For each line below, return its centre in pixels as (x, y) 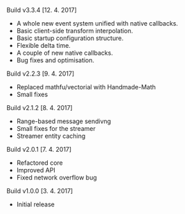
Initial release (35, 204)
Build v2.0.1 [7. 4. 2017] (39, 149)
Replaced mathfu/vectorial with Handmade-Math (86, 87)
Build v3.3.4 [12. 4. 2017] (42, 10)
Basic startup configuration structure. (70, 38)
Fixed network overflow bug (57, 177)
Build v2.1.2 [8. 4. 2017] (40, 108)
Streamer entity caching (51, 136)
